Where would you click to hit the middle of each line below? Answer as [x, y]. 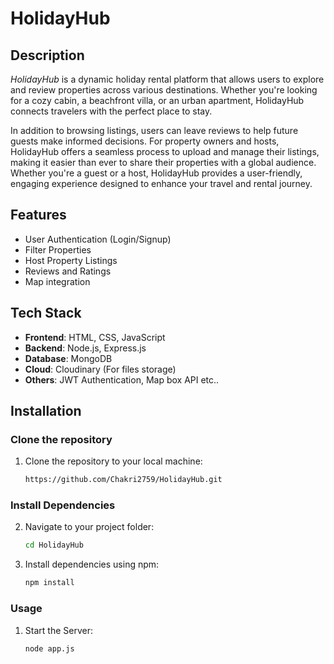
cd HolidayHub [54, 545]
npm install [49, 583]
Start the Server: [58, 630]
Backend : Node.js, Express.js [85, 348]
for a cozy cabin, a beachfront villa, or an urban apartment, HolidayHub [157, 100]
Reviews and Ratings [68, 271]
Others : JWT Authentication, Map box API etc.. [122, 379]
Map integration [57, 281]
